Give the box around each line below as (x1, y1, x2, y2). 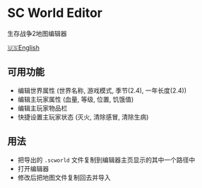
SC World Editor (7, 5, 103, 21)
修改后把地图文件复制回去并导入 (17, 173, 111, 182)
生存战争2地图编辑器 (7, 29, 67, 37)
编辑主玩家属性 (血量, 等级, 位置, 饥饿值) (17, 95, 134, 103)
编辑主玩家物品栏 (17, 104, 68, 112)
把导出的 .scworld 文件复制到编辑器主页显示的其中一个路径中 (17, 155, 196, 164)
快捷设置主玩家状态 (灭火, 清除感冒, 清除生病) (17, 112, 149, 121)
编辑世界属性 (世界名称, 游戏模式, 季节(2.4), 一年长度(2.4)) (17, 86, 187, 95)
